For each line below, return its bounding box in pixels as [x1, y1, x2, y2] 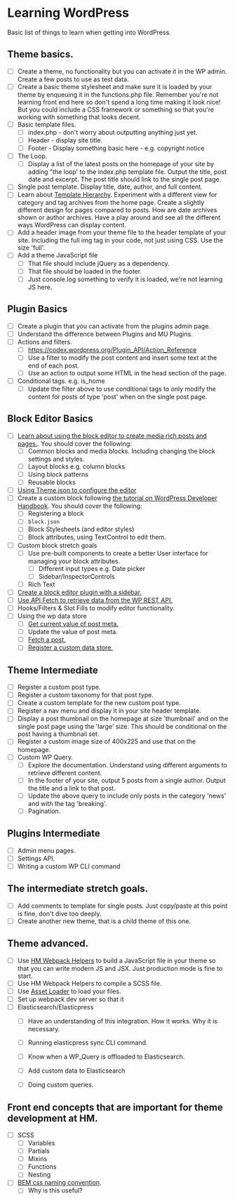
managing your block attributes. [27, 556, 121, 565]
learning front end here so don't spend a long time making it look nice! [17, 98, 221, 106]
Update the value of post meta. [27, 628, 118, 636]
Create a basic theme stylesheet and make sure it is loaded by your [17, 82, 213, 90]
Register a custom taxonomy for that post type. [17, 691, 154, 699]
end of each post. [27, 361, 79, 370]
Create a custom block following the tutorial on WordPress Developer [17, 494, 217, 502]
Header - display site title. [27, 136, 103, 145]
